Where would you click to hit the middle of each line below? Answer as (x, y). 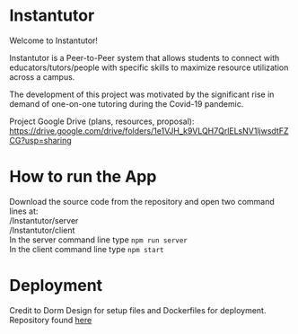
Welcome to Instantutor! (54, 40)
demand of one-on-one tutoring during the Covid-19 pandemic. (127, 103)
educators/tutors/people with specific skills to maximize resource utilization (149, 67)
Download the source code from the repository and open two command (142, 201)
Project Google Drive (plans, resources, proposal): (102, 121)
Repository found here (51, 320)
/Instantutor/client (42, 230)
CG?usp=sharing (40, 140)
